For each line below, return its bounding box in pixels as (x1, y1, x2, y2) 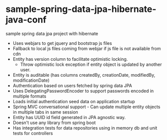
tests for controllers (12, 130, 54, 136)
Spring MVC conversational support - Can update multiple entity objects (12, 104, 161, 110)
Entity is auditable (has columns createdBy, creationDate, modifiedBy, (12, 72, 156, 78)
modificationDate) (12, 77, 50, 83)
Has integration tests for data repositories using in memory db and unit (12, 125, 158, 131)
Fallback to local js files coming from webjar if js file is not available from (12, 45, 161, 51)
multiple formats (12, 93, 47, 99)
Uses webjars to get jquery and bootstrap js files (12, 40, 112, 46)
